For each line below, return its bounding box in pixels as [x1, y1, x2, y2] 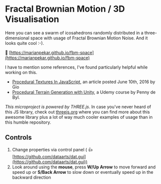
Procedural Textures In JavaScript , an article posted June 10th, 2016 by [12, 79, 156, 85]
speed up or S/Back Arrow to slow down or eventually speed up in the [12, 169, 154, 175]
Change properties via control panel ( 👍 [12, 147, 93, 152]
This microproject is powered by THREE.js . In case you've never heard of [5, 104, 152, 110]
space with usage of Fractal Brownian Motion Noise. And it [30, 35, 148, 41]
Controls [5, 133, 32, 142]
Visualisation [5, 14, 59, 25]
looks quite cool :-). [5, 40, 44, 46]
